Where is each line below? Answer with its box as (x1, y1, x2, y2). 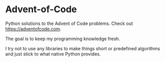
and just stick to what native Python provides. (5, 51, 101, 57)
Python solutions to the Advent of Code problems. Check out (5, 20, 133, 26)
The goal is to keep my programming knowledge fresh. (5, 36, 121, 42)
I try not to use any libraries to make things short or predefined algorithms (5, 45, 160, 51)
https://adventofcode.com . (5, 25, 62, 32)
